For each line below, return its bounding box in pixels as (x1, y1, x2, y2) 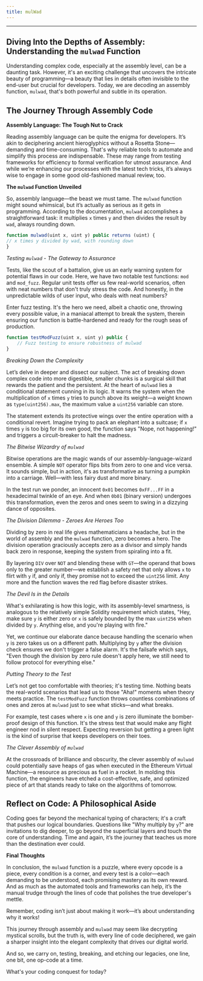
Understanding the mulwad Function (6, 46, 141, 57)
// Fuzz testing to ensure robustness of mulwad (17, 340, 142, 346)
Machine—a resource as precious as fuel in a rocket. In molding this (6, 768, 175, 776)
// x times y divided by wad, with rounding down (6, 238, 134, 244)
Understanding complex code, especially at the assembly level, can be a (6, 62, 187, 69)
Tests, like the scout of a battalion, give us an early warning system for (6, 266, 182, 273)
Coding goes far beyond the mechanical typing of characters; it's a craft (6, 814, 186, 822)
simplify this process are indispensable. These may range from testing (6, 152, 181, 160)
